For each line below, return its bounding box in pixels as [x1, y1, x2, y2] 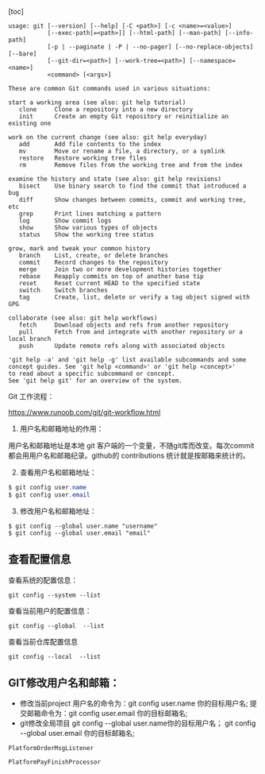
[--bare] [8, 50, 37, 58]
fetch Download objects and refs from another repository [18, 321, 229, 329]
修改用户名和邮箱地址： [19, 506, 97, 516]
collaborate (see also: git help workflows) [8, 314, 158, 322]
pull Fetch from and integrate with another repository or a [18, 328, 244, 336]
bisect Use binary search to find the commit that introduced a [18, 182, 247, 190]
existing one [8, 119, 52, 127]
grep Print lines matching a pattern [18, 210, 161, 218]
